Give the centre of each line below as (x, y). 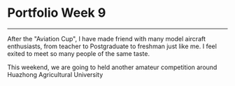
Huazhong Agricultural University (55, 74)
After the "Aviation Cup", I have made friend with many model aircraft (107, 38)
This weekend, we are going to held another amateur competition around (112, 67)
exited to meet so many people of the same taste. (79, 53)
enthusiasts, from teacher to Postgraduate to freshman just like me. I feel (112, 46)
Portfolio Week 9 (57, 13)
